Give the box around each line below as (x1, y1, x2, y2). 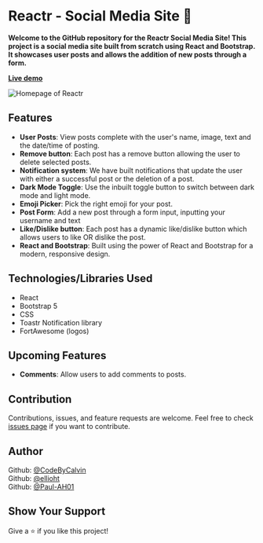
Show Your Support (8, 504, 106, 518)
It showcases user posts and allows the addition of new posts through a (8, 50, 247, 59)
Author (8, 444, 43, 458)
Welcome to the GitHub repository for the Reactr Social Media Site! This (8, 33, 247, 42)
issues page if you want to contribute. (8, 422, 131, 431)
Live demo (8, 73, 43, 83)
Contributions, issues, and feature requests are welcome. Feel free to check (8, 413, 254, 423)
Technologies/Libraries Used (8, 272, 153, 285)
